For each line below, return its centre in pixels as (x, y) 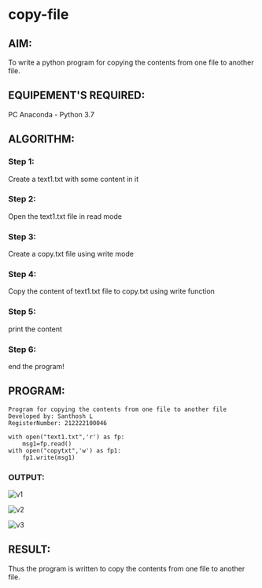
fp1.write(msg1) (49, 457)
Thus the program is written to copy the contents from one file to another (127, 568)
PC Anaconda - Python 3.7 (51, 114)
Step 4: (22, 275)
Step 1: (21, 161)
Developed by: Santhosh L (50, 416)
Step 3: (22, 236)
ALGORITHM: (41, 139)
